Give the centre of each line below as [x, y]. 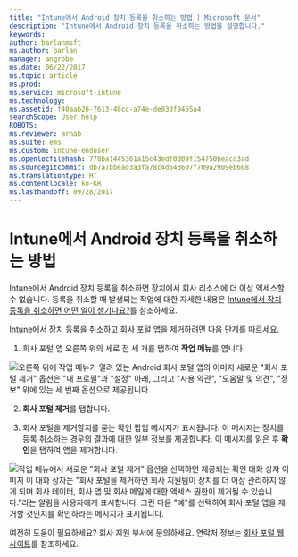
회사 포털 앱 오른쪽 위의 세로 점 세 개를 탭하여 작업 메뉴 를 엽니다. [133, 348]
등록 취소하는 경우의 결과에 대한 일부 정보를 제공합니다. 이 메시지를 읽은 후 [150, 438]
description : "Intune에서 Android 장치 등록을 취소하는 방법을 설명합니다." [137, 26]
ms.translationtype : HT [54, 175]
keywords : [28, 34]
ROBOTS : [24, 126]
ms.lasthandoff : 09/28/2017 [62, 192]
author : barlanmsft [46, 42]
